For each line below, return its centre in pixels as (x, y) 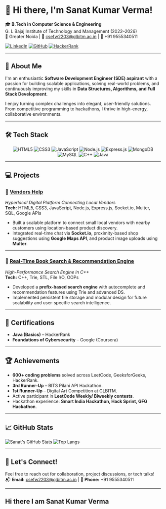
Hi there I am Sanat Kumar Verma (57, 502)
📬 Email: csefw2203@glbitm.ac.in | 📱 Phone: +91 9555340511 (70, 479)
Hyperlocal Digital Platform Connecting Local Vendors (61, 203)
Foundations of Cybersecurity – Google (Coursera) (65, 340)
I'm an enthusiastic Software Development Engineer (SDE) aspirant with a (81, 78)
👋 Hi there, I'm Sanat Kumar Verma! (79, 10)
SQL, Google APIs (23, 213)
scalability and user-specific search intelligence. (62, 302)
